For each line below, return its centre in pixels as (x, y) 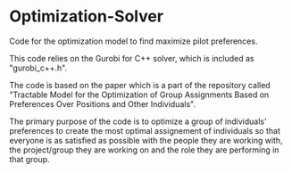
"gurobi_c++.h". (38, 68)
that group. (30, 159)
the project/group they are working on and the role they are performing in (144, 150)
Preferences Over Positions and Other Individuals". (103, 103)
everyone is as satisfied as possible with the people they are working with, (146, 140)
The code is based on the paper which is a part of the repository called (140, 85)
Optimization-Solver (86, 16)
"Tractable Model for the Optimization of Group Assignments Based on (139, 95)
